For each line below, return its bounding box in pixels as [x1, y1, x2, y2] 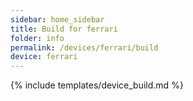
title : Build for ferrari [10, 24, 118, 34]
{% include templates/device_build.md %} [10, 79, 184, 91]
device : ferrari [10, 52, 78, 62]
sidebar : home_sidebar [10, 14, 105, 25]
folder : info [10, 33, 65, 43]
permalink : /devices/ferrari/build [10, 42, 159, 53]
